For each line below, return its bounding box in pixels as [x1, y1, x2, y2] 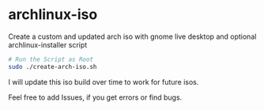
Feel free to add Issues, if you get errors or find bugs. [8, 93, 183, 102]
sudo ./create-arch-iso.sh [8, 63, 97, 70]
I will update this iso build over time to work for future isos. [8, 77, 199, 86]
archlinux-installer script [8, 40, 88, 49]
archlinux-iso [8, 6, 98, 24]
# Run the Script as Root [8, 55, 93, 63]
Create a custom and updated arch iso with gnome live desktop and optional [8, 32, 257, 41]
